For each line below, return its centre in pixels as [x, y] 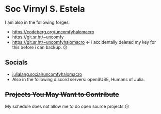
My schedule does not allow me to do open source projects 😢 [67, 106]
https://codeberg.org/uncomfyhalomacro [53, 32]
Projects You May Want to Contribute [62, 95]
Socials [16, 62]
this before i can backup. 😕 [40, 47]
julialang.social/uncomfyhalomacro [47, 74]
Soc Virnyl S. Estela [45, 9]
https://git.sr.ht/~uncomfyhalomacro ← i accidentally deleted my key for [84, 42]
